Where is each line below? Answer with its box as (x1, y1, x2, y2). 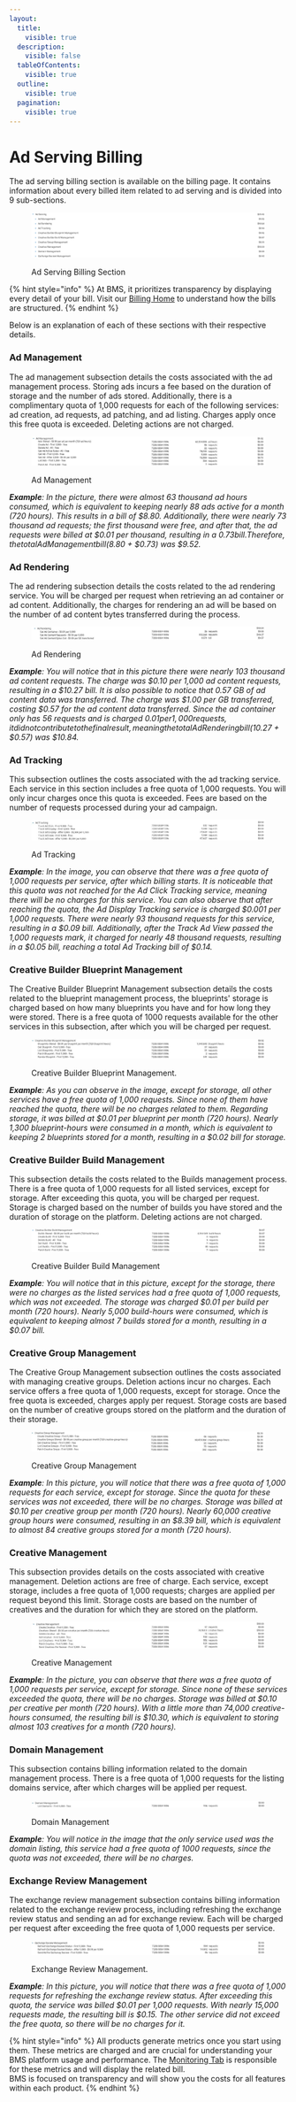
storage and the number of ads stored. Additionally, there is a (9, 390, 232, 401)
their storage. (9, 1414, 58, 1425)
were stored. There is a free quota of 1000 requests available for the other (9, 1012, 278, 1022)
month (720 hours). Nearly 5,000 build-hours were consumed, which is (9, 1305, 269, 1316)
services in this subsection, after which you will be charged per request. (9, 1021, 272, 1032)
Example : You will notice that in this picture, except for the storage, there (9, 1277, 276, 1288)
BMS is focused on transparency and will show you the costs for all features (9, 2073, 285, 2083)
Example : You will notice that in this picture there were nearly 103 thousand (9, 666, 285, 676)
